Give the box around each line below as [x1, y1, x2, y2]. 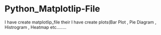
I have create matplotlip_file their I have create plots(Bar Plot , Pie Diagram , [4, 19, 157, 25]
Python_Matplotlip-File [4, 3, 100, 14]
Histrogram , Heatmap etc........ [4, 24, 67, 30]
